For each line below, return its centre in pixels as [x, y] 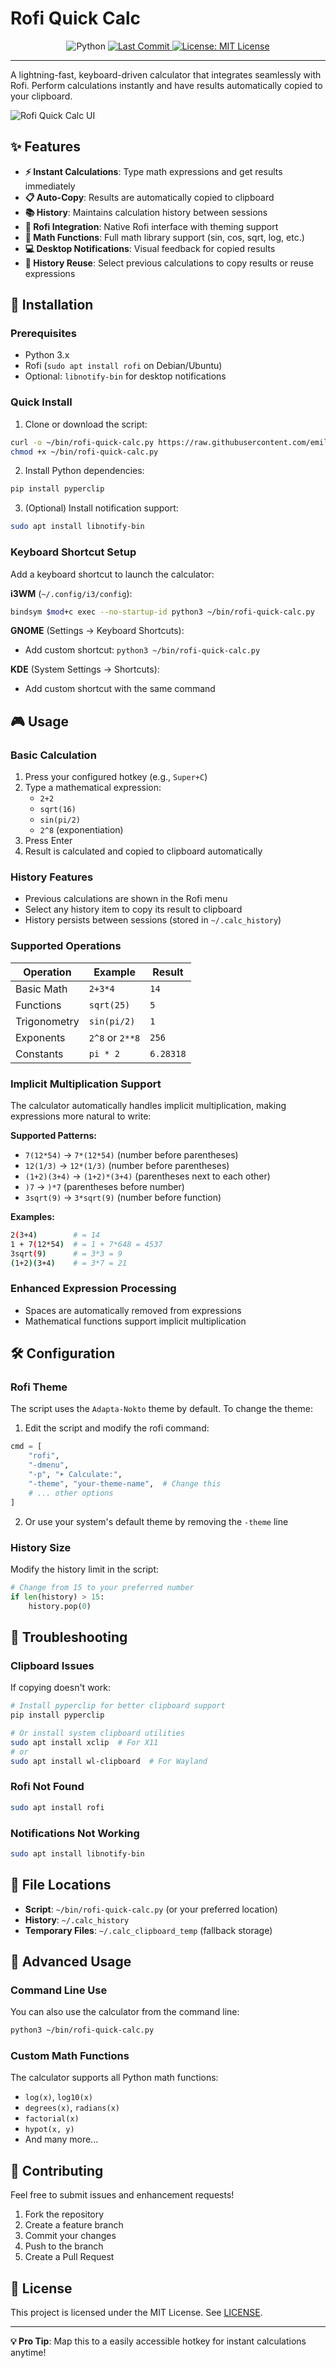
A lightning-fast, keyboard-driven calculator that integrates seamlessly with [166, 74]
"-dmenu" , [49, 1465]
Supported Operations [66, 946]
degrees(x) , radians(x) [72, 2108]
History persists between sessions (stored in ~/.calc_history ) [153, 920]
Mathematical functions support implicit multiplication [135, 1321]
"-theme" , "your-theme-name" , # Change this [125, 1483]
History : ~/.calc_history [77, 1919]
